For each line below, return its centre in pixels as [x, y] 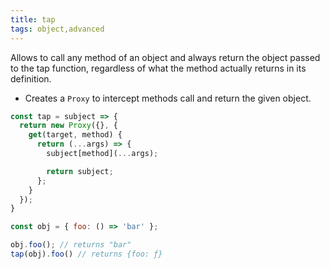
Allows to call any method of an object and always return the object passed [165, 57]
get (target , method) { [75, 135]
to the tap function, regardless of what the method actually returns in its [158, 68]
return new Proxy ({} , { [68, 126]
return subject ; [80, 171]
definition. [31, 78]
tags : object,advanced [57, 29]
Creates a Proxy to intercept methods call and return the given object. [168, 98]
